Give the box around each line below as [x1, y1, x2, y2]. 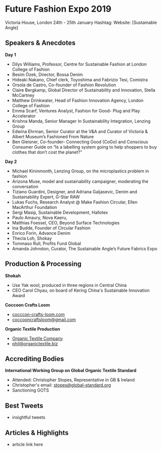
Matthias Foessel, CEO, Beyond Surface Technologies [12, 220, 120, 225]
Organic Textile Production [5, 326, 61, 332]
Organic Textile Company [12, 335, 63, 341]
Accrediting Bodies [5, 355, 65, 363]
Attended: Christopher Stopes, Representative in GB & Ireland [12, 377, 135, 383]
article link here [12, 442, 43, 447]
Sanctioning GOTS [12, 387, 49, 393]
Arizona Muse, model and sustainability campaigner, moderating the [12, 178, 149, 184]
